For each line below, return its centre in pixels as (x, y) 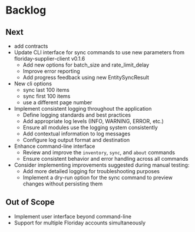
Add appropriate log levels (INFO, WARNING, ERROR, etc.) (93, 121)
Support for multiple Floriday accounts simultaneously (80, 223)
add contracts (31, 46)
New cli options (33, 84)
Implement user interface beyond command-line (73, 216)
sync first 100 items (47, 96)
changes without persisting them (63, 184)
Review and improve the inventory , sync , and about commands (99, 153)
